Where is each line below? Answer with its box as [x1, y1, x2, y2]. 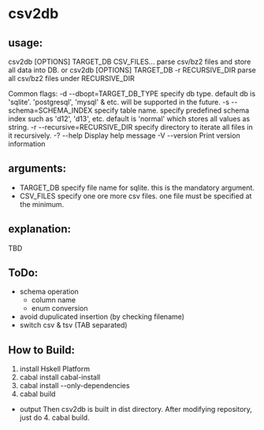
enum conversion [31, 304, 88, 313]
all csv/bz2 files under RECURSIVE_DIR [8, 74, 136, 83]
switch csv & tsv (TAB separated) [19, 321, 128, 330]
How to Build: [8, 343, 76, 357]
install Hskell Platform [19, 364, 91, 374]
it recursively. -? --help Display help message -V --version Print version [8, 131, 240, 140]
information [8, 139, 46, 148]
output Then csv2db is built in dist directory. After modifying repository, [19, 405, 252, 414]
